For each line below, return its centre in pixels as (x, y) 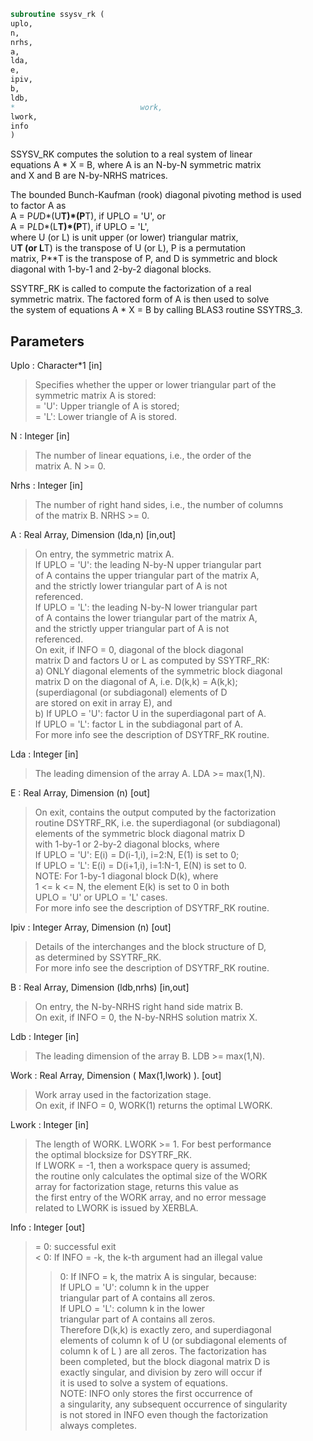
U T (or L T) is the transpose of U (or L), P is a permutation (128, 248)
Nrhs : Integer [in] (47, 486)
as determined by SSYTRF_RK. (98, 957)
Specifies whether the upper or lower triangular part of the (155, 385)
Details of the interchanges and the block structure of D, (150, 947)
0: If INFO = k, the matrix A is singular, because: (158, 1277)
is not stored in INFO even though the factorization (164, 1415)
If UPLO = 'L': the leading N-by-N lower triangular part (146, 607)
